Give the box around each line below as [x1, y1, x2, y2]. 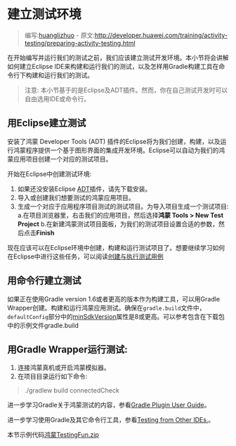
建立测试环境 [7, 6, 82, 22]
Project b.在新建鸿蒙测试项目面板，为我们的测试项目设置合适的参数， [17, 219, 219, 228]
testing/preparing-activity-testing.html [24, 39, 136, 47]
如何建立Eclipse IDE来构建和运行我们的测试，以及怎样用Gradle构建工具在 [7, 62, 219, 70]
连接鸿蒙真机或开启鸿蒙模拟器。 [17, 363, 110, 372]
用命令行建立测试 [7, 275, 81, 287]
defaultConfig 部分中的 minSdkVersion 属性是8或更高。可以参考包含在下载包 [7, 312, 225, 320]
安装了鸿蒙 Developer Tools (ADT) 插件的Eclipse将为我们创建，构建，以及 [7, 137, 221, 145]
